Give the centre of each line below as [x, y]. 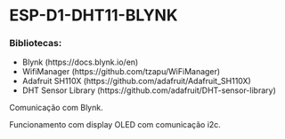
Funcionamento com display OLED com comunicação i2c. [115, 125]
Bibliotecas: [36, 43]
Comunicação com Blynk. [57, 108]
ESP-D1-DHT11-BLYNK [94, 15]
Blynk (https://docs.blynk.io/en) [80, 62]
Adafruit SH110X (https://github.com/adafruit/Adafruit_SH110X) [136, 81]
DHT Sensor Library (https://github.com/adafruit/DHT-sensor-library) [149, 90]
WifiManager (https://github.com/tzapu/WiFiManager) [121, 72]
